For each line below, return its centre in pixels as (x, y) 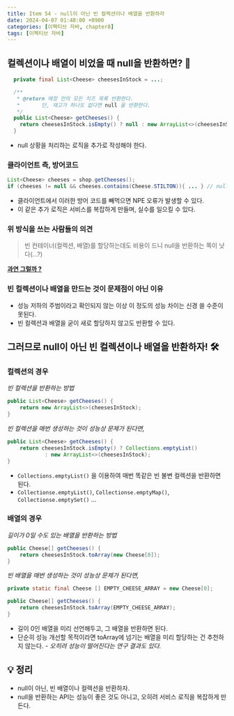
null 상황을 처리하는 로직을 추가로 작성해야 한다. (82, 145)
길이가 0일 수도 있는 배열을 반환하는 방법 (62, 535)
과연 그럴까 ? (24, 269)
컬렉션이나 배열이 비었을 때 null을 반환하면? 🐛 (99, 63)
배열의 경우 (25, 519)
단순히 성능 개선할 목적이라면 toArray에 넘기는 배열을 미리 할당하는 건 (111, 637)
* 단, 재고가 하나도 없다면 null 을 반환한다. (84, 105)
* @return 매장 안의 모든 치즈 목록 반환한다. (75, 98)
